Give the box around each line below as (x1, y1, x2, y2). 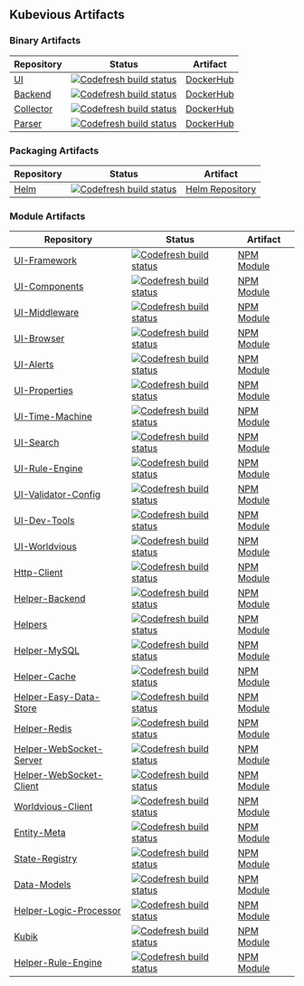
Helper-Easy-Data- (14, 691, 101, 704)
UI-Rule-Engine (14, 462, 83, 475)
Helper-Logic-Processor (14, 905, 122, 917)
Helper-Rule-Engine (14, 956, 102, 969)
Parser (14, 117, 43, 129)
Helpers (14, 619, 48, 631)
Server (14, 754, 43, 767)
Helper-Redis (14, 723, 72, 735)
